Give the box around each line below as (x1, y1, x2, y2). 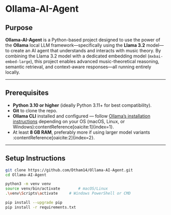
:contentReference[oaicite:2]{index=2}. (12, 134, 95, 140)
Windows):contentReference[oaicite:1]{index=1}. (12, 124, 115, 130)
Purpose (5, 23, 33, 32)
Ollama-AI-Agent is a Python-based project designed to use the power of (5, 37, 160, 43)
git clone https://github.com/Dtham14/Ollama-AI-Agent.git (5, 167, 133, 173)
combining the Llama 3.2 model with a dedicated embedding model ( (5, 53, 150, 59)
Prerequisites (5, 88, 49, 97)
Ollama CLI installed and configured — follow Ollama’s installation (12, 113, 151, 119)
